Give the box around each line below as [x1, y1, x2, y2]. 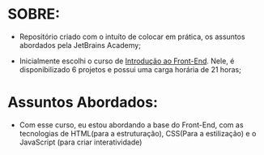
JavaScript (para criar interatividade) [19, 137, 143, 147]
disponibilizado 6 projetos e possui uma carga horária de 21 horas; [19, 64, 242, 74]
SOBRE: [7, 5, 61, 24]
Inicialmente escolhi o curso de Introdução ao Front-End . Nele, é [19, 56, 235, 66]
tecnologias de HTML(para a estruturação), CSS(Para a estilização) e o [19, 128, 257, 138]
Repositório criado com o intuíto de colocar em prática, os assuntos [19, 32, 245, 41]
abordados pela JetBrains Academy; [19, 40, 141, 50]
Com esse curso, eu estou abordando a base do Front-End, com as [19, 119, 244, 130]
